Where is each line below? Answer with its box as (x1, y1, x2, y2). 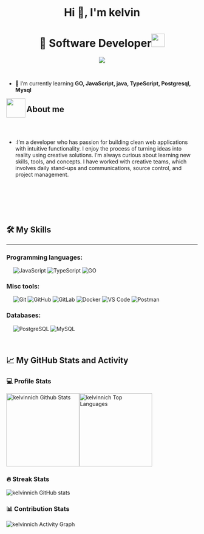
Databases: (6, 311, 41, 319)
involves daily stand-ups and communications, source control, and (15, 164, 182, 171)
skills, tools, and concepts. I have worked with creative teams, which (15, 158, 187, 165)
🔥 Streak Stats (6, 475, 50, 483)
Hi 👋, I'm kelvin (63, 5, 141, 20)
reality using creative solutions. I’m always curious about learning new (15, 151, 191, 158)
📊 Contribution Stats (6, 504, 70, 513)
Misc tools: (6, 282, 40, 290)
